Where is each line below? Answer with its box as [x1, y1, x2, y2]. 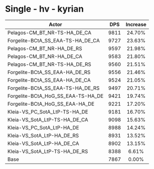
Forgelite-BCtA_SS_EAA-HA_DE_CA [7, 76, 91, 83]
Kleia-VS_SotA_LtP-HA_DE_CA [7, 140, 79, 147]
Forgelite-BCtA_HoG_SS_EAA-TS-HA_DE [7, 93, 104, 99]
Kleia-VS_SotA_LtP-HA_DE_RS [7, 132, 79, 139]
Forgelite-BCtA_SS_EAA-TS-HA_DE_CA [7, 37, 100, 44]
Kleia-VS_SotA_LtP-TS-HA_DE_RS [7, 148, 88, 154]
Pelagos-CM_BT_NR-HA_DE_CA [7, 53, 83, 59]
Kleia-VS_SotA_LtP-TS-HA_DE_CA [7, 116, 89, 123]
